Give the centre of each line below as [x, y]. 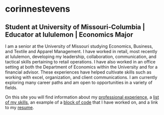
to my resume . [20, 107]
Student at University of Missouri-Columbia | [75, 27]
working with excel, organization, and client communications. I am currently [81, 77]
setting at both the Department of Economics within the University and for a [81, 67]
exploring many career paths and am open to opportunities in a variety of [79, 82]
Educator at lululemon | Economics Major [69, 34]
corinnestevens [38, 9]
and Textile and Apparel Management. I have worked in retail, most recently [81, 51]
